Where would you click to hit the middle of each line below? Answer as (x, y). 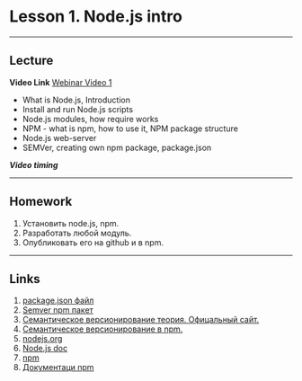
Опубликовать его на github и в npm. (93, 242)
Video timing (34, 164)
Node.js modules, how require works (90, 119)
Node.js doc (45, 349)
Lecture (31, 61)
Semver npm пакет (58, 310)
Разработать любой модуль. (77, 233)
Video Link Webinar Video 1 (61, 82)
